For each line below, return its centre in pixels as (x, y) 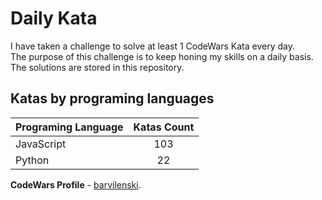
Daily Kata (54, 18)
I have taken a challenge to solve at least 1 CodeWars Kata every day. (152, 46)
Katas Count (164, 127)
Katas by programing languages (112, 98)
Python (32, 160)
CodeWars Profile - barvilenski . (76, 184)
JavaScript (41, 144)
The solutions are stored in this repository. (97, 67)
